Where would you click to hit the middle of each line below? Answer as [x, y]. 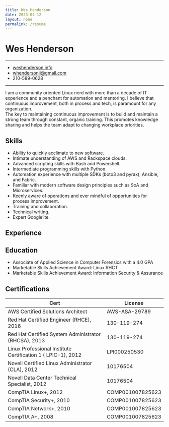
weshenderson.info [32, 68]
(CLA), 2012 [23, 370]
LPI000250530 [125, 352]
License [134, 303]
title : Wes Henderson [28, 10]
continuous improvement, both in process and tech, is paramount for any [81, 103]
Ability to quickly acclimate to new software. [58, 153]
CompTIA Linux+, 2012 [35, 392]
